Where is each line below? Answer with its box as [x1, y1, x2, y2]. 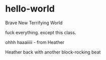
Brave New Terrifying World [5, 20, 63, 26]
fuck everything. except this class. [5, 29, 76, 35]
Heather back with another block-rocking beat [5, 49, 101, 55]
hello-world [5, 3, 55, 15]
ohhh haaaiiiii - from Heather [5, 39, 64, 45]
